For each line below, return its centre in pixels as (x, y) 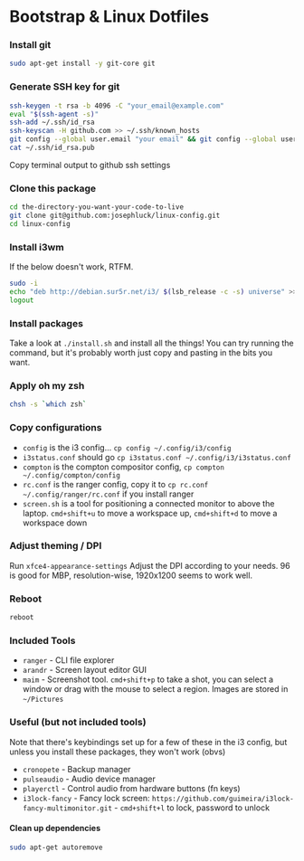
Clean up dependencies (55, 828)
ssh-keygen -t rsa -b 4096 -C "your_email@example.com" (117, 106)
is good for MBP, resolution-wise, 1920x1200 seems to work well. (131, 575)
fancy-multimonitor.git (67, 808)
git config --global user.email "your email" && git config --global (143, 139)
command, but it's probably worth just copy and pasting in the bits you (141, 353)
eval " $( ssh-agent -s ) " (54, 114)
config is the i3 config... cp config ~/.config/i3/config (127, 447)
